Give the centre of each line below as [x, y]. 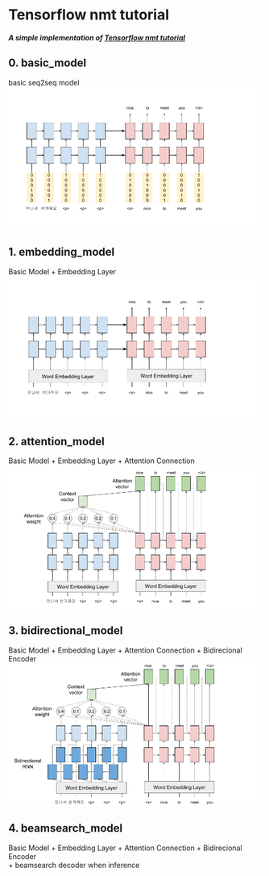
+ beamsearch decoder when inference [74, 865]
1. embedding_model [62, 252]
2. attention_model [56, 441]
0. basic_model [48, 63]
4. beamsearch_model [66, 828]
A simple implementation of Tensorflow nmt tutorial [97, 37]
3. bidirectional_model [66, 631]
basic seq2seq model [44, 82]
